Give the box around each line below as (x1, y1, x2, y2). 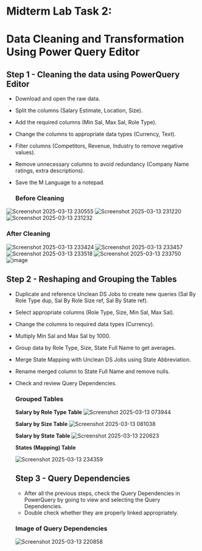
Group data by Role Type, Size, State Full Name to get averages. (15, 344, 176, 351)
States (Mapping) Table (15, 444, 76, 451)
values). (15, 149, 35, 156)
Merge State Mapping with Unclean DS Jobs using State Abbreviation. (15, 355, 192, 363)
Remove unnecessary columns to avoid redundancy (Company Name (15, 160, 189, 168)
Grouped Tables (15, 394, 64, 403)
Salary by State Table (15, 432, 71, 439)
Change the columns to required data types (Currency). (15, 320, 155, 327)
